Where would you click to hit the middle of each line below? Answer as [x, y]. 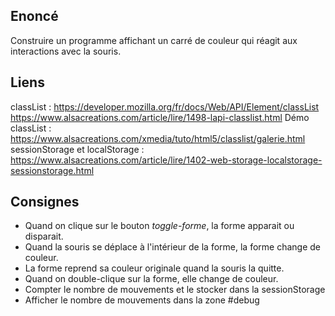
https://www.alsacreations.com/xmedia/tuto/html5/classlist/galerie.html [158, 138]
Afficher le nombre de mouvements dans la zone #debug [142, 300]
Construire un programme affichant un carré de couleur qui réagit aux [154, 40]
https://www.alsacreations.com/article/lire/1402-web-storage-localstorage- [166, 160]
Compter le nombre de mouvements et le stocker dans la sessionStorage [175, 290]
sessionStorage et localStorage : [77, 149]
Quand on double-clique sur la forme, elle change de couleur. [151, 279]
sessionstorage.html [52, 170]
